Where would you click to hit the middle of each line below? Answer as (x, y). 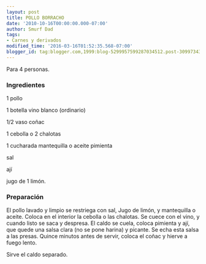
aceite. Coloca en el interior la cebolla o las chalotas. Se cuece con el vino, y (103, 217)
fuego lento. (22, 243)
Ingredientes (26, 85)
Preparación (25, 197)
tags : (13, 35)
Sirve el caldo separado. (37, 255)
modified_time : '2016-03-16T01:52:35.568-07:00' (70, 46)
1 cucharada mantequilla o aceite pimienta (59, 146)
